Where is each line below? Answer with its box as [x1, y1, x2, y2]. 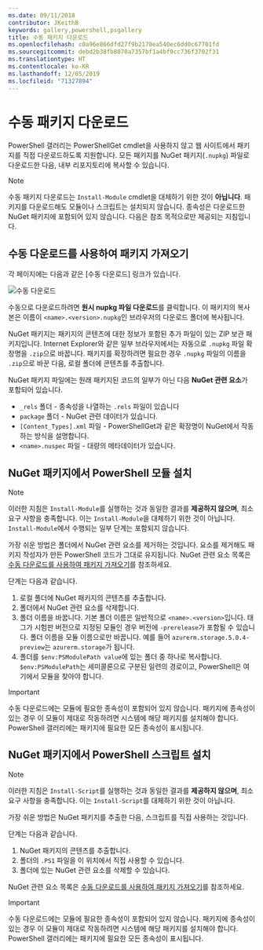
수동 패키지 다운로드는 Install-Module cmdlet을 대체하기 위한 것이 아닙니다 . [8, 192, 243, 202]
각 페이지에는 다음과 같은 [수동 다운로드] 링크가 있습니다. [8, 269, 181, 279]
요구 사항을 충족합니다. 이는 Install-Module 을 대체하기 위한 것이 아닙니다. [8, 513, 236, 523]
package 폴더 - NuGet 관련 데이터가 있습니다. [19, 411, 159, 421]
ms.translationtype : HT [8, 56, 86, 64]
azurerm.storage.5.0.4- [171, 634, 250, 642]
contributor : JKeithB [8, 19, 79, 27]
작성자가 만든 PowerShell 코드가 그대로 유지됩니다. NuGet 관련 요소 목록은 [22, 550, 251, 560]
